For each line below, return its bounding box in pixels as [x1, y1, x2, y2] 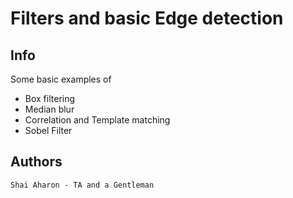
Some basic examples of [10, 73, 112, 85]
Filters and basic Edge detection [10, 7, 284, 30]
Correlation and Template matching [24, 114, 171, 126]
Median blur [24, 103, 75, 115]
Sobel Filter [24, 125, 73, 136]
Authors [10, 153, 63, 171]
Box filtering [24, 93, 76, 104]
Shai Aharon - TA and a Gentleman [10, 180, 155, 190]
